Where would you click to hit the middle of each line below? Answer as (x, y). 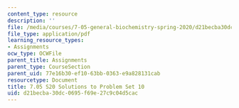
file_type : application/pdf (49, 34)
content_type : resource (43, 14)
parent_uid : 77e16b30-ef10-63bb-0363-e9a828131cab (84, 73)
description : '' (31, 21)
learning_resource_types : (46, 40)
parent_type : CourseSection (49, 67)
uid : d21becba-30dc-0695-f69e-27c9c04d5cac (73, 93)
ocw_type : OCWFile (34, 54)
